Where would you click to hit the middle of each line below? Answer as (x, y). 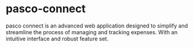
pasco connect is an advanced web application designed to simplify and (97, 26)
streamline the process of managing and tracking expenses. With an (92, 32)
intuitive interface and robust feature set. (57, 38)
